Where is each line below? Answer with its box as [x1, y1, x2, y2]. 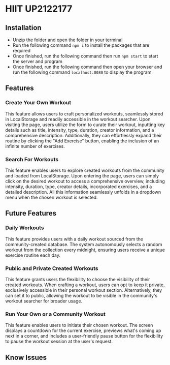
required [12, 48, 31, 53]
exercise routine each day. [5, 252, 61, 258]
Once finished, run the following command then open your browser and [12, 64, 162, 70]
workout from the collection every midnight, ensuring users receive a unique [5, 247, 165, 253]
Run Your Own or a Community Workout [5, 311, 106, 318]
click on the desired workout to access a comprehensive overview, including [5, 178, 165, 184]
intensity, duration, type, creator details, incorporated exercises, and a [5, 184, 152, 190]
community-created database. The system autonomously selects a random [5, 241, 162, 247]
